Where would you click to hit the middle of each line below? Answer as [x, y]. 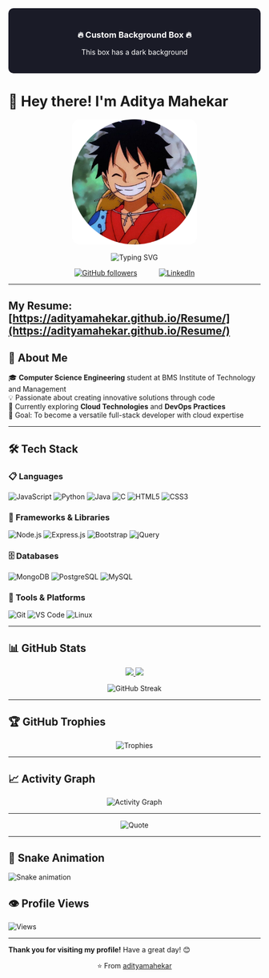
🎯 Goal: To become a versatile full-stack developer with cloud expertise [126, 415]
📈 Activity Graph [52, 779]
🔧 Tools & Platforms [47, 598]
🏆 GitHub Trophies [57, 722]
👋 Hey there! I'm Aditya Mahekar [118, 101]
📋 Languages [36, 476]
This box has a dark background [134, 52]
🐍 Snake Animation [57, 857]
